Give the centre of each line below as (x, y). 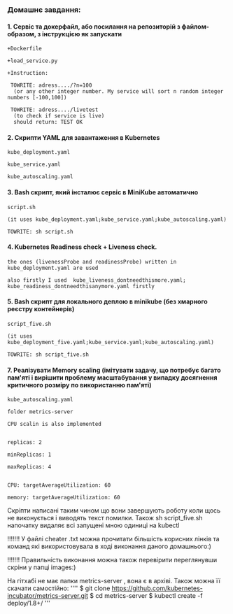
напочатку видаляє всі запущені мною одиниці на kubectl (93, 525)
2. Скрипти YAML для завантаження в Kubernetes (84, 137)
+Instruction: (28, 73)
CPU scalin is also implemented (54, 424)
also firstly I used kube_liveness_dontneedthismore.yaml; (97, 280)
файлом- (196, 27)
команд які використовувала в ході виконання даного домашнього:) (110, 546)
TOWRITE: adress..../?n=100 (51, 85)
